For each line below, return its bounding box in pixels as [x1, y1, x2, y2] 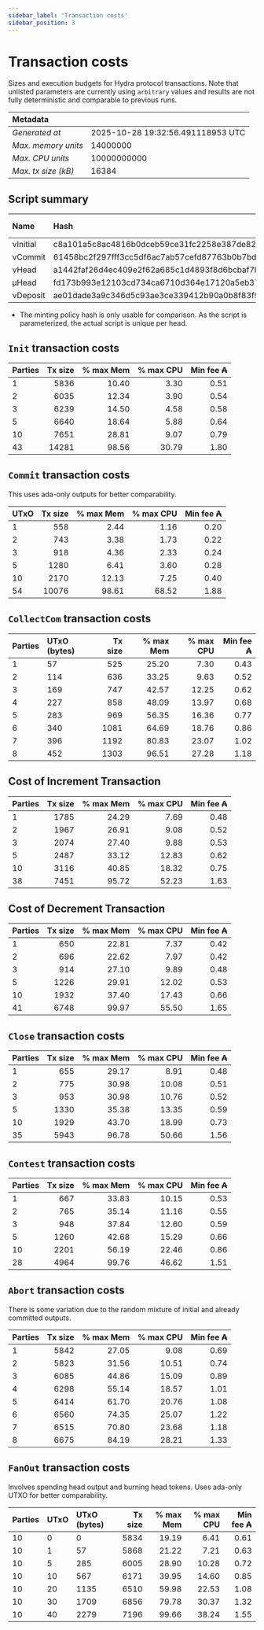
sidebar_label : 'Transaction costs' [8, 11, 128, 20]
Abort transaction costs [8, 1284, 125, 1297]
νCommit [12, 252, 46, 263]
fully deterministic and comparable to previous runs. [8, 95, 178, 105]
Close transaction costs [8, 1029, 125, 1042]
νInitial [12, 239, 37, 250]
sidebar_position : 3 [8, 19, 76, 27]
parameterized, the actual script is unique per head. [19, 319, 188, 328]
